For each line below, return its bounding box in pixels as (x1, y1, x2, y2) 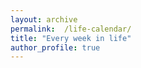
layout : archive (10, 14, 78, 25)
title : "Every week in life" (10, 33, 132, 43)
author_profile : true (10, 42, 101, 53)
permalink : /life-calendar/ (10, 24, 132, 34)
